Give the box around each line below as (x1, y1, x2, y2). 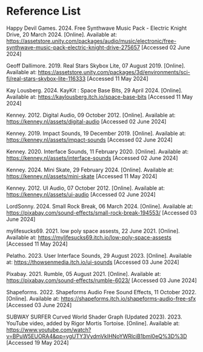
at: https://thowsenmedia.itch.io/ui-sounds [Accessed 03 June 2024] (6, 258, 180, 266)
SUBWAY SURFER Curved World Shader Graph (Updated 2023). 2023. (6, 313, 182, 320)
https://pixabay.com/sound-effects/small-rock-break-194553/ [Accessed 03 (6, 209, 197, 216)
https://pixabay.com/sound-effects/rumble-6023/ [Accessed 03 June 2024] (6, 277, 197, 284)
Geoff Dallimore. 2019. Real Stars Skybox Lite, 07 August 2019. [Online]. (6, 62, 186, 69)
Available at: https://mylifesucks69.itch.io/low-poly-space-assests (6, 233, 171, 241)
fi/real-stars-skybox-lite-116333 (6, 75, 86, 82)
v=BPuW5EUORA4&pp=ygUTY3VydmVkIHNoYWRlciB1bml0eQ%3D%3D (6, 333, 187, 340)
